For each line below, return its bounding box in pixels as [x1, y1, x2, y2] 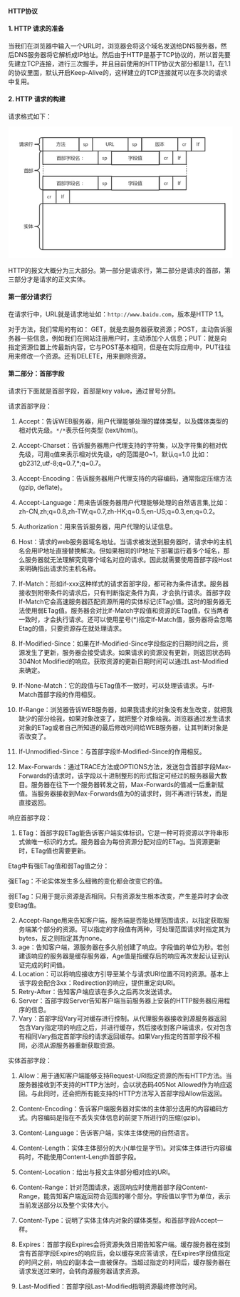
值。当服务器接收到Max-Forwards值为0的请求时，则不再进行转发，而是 [18, 789, 228, 798]
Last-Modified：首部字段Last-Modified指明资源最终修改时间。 [18, 1282, 202, 1291]
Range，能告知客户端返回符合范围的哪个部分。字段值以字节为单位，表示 [18, 1192, 231, 1201]
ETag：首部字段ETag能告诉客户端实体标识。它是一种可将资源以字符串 [18, 828, 223, 837]
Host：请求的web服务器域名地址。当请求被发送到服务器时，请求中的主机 [18, 538, 232, 546]
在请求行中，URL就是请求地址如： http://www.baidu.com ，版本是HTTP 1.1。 [8, 309, 228, 318]
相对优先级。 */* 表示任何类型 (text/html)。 [18, 426, 142, 435]
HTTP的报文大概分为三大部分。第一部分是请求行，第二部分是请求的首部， [8, 266, 225, 274]
